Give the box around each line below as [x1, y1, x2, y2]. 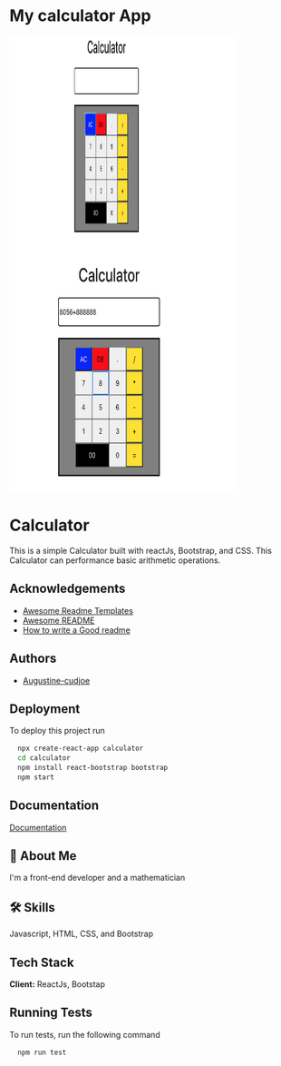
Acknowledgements [9, 581, 126, 597]
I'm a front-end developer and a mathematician [9, 873, 186, 883]
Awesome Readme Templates [22, 605, 134, 616]
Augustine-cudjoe [22, 675, 91, 686]
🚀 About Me [9, 848, 77, 864]
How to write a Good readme [22, 624, 131, 636]
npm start [17, 773, 54, 782]
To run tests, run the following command [9, 1029, 160, 1040]
